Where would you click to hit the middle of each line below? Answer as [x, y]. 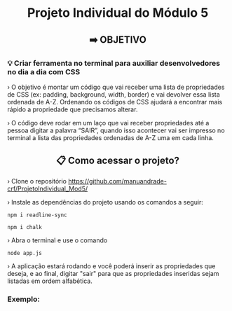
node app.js [25, 253]
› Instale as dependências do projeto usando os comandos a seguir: [105, 202]
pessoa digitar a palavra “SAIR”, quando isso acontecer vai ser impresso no [116, 130]
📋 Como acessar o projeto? [118, 161]
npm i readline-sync [37, 215]
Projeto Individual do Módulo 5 [118, 13]
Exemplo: [24, 299]
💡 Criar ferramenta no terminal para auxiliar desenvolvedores [114, 63]
